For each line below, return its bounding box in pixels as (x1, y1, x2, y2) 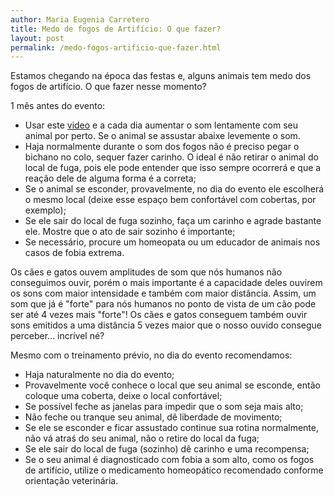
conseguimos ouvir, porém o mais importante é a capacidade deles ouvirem (10, 277, 323, 289)
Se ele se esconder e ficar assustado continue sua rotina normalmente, (24, 422, 320, 434)
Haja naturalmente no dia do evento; (24, 369, 175, 381)
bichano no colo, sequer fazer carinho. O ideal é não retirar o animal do (24, 151, 319, 163)
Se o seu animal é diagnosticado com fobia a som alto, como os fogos (24, 454, 315, 466)
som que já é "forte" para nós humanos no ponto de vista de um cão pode (10, 298, 317, 310)
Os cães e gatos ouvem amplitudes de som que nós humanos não (10, 266, 283, 278)
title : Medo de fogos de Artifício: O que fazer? (10, 24, 222, 34)
